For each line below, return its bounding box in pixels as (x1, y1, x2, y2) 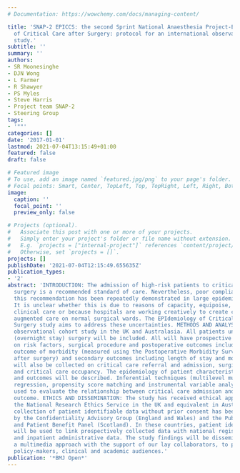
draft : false (7, 156, 46, 164)
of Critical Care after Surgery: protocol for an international (14, 30, 209, 37)
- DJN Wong (7, 69, 40, 77)
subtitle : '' (7, 44, 46, 51)
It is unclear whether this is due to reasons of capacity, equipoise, (14, 302, 232, 309)
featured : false (7, 149, 56, 157)
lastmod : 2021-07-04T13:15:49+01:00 (7, 143, 116, 150)
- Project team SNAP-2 (7, 103, 75, 111)
